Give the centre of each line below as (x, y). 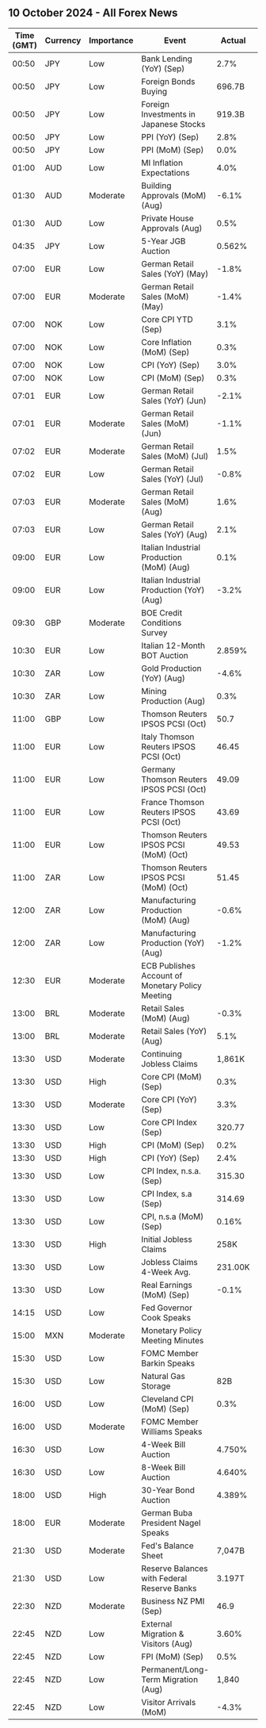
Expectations (165, 172)
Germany (158, 769)
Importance (111, 40)
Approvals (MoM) (174, 195)
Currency (63, 40)
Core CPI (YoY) (169, 1099)
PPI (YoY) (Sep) (170, 136)
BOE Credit (162, 612)
